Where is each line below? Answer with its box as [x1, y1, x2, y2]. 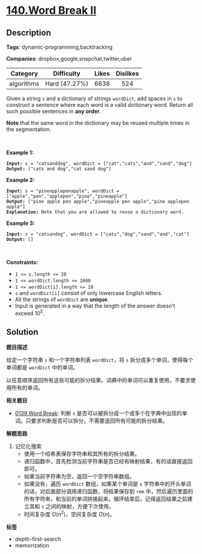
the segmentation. [6, 126, 51, 133]
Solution [6, 327, 38, 337]
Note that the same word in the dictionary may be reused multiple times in [6, 120, 190, 126]
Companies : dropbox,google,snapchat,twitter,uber [6, 55, 132, 62]
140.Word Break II [6, 4, 97, 17]
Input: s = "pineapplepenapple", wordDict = [6, 188, 120, 194]
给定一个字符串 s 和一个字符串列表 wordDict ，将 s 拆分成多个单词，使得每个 [6, 356, 194, 364]
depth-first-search [14, 535, 61, 543]
